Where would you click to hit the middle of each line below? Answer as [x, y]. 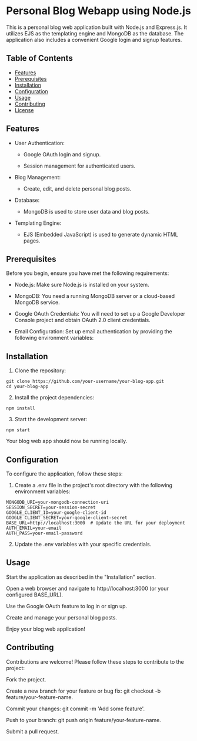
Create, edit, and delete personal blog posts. [77, 188]
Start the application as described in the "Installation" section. [81, 577]
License [24, 110]
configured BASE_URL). [35, 595]
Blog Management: [37, 177]
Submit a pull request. [33, 731]
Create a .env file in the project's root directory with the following [93, 485]
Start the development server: [51, 419]
